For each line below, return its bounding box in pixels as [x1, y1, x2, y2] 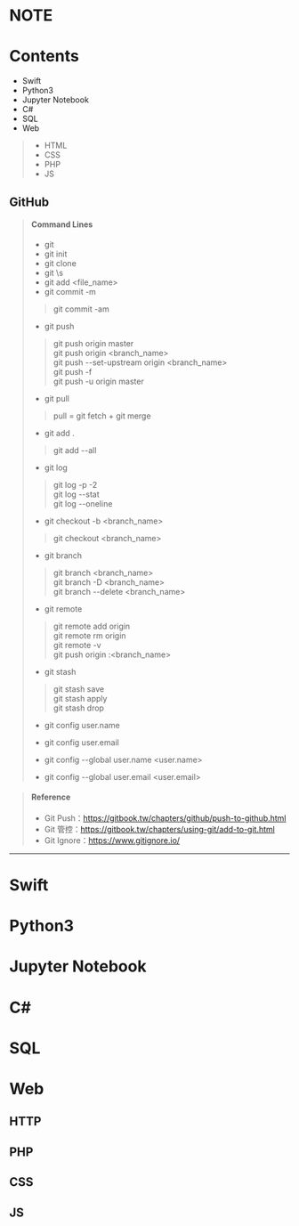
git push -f [53, 366, 93, 377]
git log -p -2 [53, 479, 98, 490]
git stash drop [53, 702, 105, 713]
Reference [30, 792, 71, 802]
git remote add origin [53, 621, 131, 631]
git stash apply [53, 693, 108, 703]
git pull [44, 393, 69, 403]
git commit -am [53, 304, 109, 314]
